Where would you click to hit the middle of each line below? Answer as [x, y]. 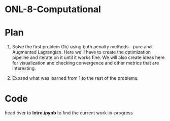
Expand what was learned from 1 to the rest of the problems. [75, 78]
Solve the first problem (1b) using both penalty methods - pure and [82, 47]
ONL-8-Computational [53, 9]
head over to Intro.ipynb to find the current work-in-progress [69, 113]
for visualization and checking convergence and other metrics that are [86, 63]
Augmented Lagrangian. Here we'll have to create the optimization [81, 52]
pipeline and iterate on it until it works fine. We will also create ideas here [88, 57]
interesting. [24, 68]
